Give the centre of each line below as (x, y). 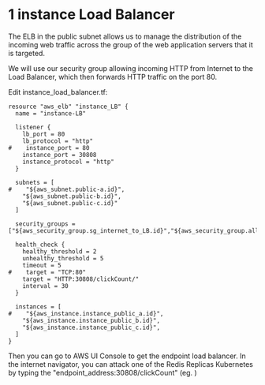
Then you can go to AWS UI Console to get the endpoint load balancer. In (127, 356)
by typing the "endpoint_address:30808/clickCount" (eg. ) (103, 372)
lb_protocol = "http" (58, 141)
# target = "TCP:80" (47, 272)
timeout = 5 (42, 265)
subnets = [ (35, 182)
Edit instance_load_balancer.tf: (58, 92)
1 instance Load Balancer (91, 15)
